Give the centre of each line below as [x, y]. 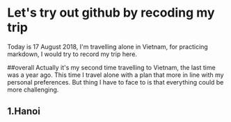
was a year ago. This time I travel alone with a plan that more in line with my [115, 75]
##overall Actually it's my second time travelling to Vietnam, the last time [111, 67]
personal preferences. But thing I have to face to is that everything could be [115, 82]
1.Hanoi [24, 111]
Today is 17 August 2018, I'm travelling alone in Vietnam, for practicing [108, 46]
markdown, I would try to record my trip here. [72, 54]
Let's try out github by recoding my [111, 13]
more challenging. [33, 89]
